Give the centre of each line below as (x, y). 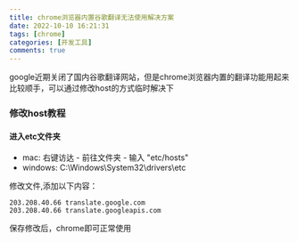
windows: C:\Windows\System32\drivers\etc (104, 168)
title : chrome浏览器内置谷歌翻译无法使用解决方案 (92, 17)
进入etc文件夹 (35, 136)
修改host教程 (37, 114)
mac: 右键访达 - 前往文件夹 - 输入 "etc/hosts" (105, 157)
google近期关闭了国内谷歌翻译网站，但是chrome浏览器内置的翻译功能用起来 (149, 77)
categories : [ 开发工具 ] (50, 42)
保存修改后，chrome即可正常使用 (70, 229)
